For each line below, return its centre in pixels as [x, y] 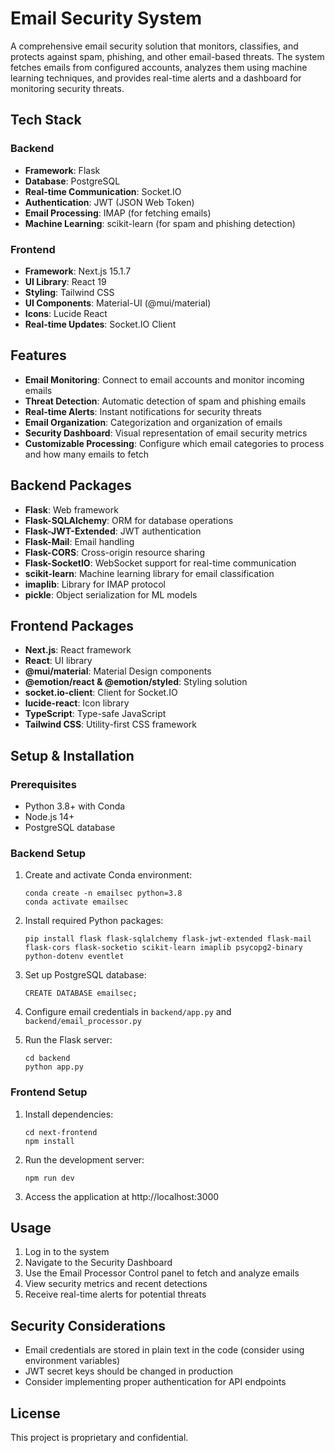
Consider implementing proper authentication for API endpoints [155, 1382]
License [35, 1413]
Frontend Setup [49, 1092]
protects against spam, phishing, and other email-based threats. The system [167, 56]
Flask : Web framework [71, 509]
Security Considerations [88, 1325]
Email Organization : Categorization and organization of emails [153, 422]
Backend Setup [48, 853]
